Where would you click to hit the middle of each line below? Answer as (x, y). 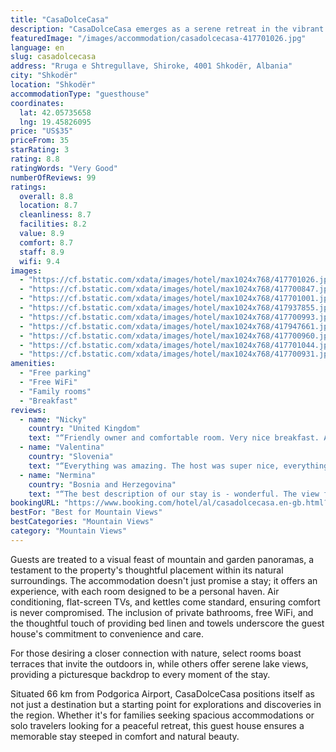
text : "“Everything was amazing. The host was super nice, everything (178, 466)
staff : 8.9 (42, 252)
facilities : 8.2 (53, 224)
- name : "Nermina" (58, 475)
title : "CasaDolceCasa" (60, 19)
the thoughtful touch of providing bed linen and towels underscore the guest (167, 623)
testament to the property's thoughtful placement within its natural (147, 570)
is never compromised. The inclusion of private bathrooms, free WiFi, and (162, 612)
